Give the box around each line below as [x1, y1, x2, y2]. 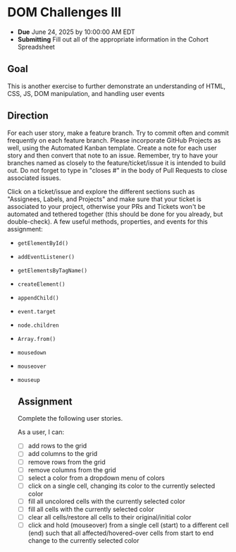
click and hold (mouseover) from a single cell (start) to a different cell [27, 520, 229, 529]
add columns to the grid [27, 450, 98, 458]
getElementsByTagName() [17, 267, 88, 274]
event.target [17, 308, 56, 315]
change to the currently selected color [27, 536, 139, 544]
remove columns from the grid [27, 465, 116, 474]
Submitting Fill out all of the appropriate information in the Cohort [17, 35, 209, 43]
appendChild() [17, 294, 59, 301]
